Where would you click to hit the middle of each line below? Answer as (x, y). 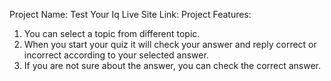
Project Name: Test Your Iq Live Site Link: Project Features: (130, 14)
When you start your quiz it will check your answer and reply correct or (170, 44)
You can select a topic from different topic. (112, 33)
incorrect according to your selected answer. (116, 55)
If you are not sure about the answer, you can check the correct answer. (172, 65)
